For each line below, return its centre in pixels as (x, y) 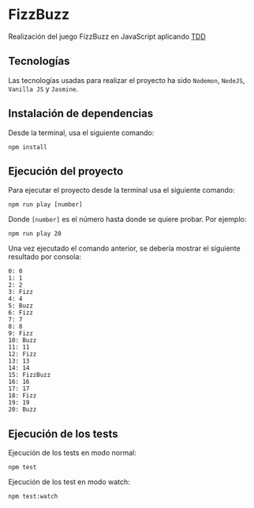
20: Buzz (22, 410)
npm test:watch (33, 497)
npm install (28, 147)
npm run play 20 (35, 234)
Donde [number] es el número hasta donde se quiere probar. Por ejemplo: (127, 220)
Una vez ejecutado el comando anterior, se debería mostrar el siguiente (124, 248)
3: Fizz (21, 292)
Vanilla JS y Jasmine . (43, 88)
